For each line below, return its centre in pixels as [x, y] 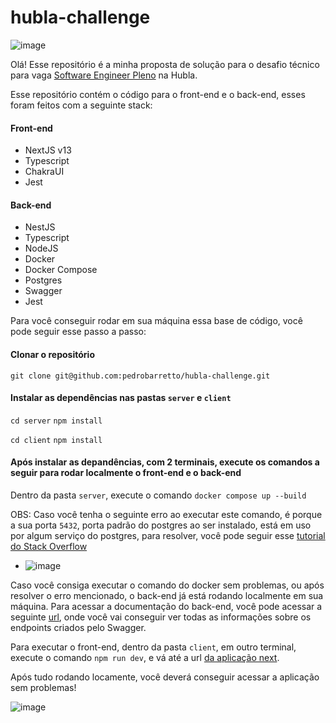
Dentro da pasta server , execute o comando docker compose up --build [158, 495]
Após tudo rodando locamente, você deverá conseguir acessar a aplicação [165, 677]
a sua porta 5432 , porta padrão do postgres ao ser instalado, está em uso [161, 525]
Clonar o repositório [52, 354]
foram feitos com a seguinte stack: [81, 105]
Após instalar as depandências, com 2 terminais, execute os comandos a [165, 462]
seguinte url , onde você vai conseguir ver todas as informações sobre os [161, 617]
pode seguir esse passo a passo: [78, 332]
